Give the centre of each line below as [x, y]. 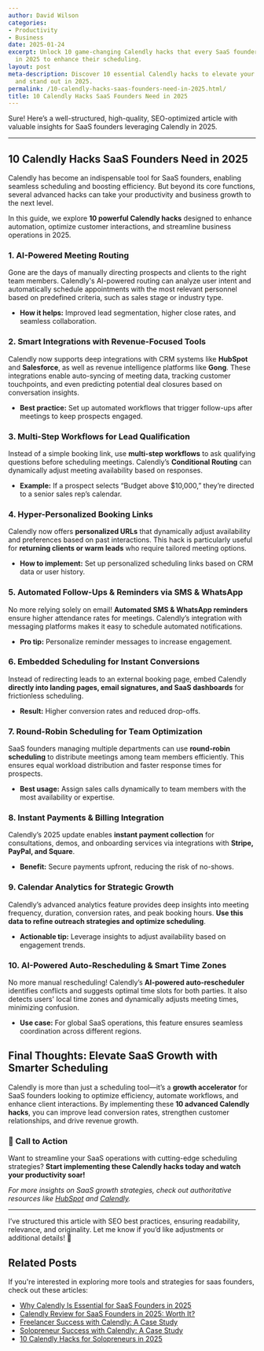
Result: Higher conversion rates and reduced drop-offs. [110, 711]
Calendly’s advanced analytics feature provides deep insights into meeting [128, 904]
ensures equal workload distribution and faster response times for [115, 766]
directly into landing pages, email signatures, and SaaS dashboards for [126, 687]
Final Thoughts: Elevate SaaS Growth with [113, 1056]
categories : [27, 23]
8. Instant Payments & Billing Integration [86, 818]
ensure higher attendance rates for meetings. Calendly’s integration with [125, 618]
